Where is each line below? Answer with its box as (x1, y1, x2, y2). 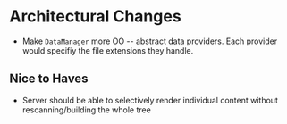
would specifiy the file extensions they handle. (21, 45, 194, 55)
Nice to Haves (9, 71, 89, 87)
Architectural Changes (9, 6, 181, 27)
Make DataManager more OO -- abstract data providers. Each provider (21, 36, 278, 46)
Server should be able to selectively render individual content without (21, 95, 279, 105)
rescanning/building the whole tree (21, 104, 152, 115)
